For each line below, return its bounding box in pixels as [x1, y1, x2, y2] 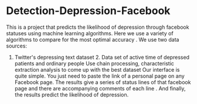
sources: [6, 42, 28, 49]
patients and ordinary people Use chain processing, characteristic [14, 60, 175, 67]
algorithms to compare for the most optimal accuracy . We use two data [6, 36, 179, 43]
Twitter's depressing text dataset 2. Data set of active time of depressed [14, 53, 189, 61]
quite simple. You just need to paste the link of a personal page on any [14, 72, 185, 79]
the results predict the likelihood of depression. [14, 91, 129, 98]
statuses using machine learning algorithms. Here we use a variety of [6, 29, 174, 36]
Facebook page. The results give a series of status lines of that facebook [14, 78, 191, 86]
